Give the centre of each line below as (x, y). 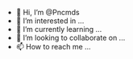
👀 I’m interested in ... (50, 21)
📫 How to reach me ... (53, 47)
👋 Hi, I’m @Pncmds (48, 12)
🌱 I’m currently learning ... (59, 29)
